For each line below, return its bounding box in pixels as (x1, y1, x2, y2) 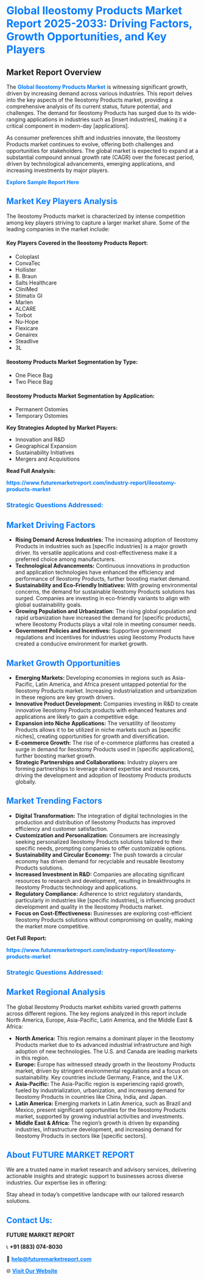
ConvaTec (15, 259, 41, 267)
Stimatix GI (15, 292, 43, 300)
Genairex (15, 331, 38, 338)
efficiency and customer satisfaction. (15, 825, 108, 832)
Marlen (15, 299, 33, 306)
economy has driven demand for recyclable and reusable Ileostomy (15, 857, 185, 865)
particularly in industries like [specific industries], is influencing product (15, 896, 195, 904)
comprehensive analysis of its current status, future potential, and (6, 103, 172, 110)
